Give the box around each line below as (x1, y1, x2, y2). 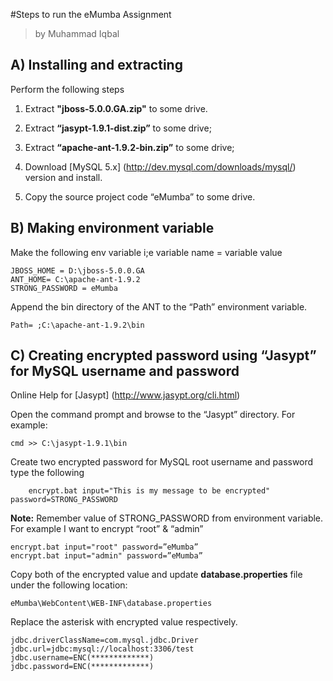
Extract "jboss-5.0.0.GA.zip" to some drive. (24, 102, 208, 114)
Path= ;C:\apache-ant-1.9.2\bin (10, 320, 145, 330)
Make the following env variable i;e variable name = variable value (10, 246, 283, 258)
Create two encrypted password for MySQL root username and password (10, 456, 314, 468)
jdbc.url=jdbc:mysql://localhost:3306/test (10, 644, 195, 654)
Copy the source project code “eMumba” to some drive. (24, 190, 256, 203)
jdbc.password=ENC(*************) (10, 662, 155, 672)
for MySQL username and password (10, 363, 240, 380)
